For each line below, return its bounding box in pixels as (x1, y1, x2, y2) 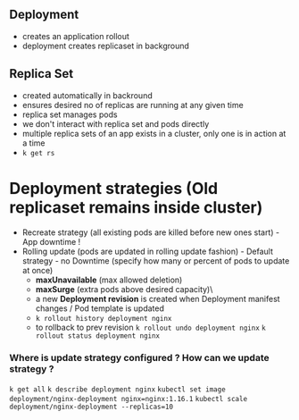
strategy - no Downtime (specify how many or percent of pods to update (21, 255, 290, 266)
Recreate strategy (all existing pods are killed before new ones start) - (21, 227, 279, 238)
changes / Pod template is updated (35, 303, 165, 314)
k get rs (21, 148, 55, 157)
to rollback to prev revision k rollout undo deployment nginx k (35, 322, 266, 332)
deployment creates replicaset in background (21, 40, 190, 51)
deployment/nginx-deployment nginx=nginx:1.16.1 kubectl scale (9, 394, 248, 403)
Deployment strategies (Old (9, 178, 219, 198)
